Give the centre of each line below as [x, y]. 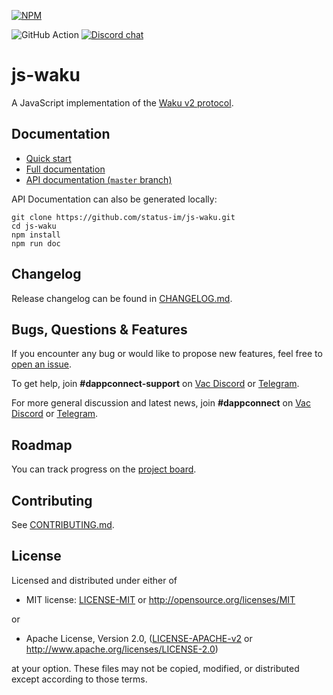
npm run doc [36, 243]
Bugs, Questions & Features [99, 329]
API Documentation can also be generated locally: [114, 199]
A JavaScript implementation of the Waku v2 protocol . [122, 102]
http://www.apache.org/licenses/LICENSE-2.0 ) [122, 649]
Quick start [48, 158]
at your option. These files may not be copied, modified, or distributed [155, 668]
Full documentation [65, 169]
